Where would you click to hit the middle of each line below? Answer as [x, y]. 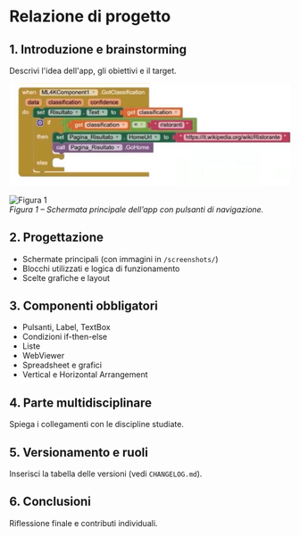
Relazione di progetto [90, 16]
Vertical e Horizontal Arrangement [85, 375]
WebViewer [43, 356]
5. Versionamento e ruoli [79, 452]
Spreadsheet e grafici [62, 365]
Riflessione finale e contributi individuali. [83, 523]
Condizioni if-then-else [65, 337]
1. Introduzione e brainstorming [98, 49]
